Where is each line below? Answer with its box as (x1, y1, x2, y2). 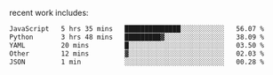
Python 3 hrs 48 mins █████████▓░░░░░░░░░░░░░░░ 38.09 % (9, 33, 265, 41)
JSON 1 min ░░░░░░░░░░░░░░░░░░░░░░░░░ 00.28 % (9, 57, 265, 66)
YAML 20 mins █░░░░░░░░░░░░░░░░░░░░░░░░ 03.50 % (9, 41, 265, 49)
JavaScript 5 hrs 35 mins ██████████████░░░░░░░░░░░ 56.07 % (9, 25, 265, 34)
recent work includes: (9, 8, 89, 18)
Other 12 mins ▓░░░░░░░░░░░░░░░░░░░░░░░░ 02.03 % (9, 49, 265, 58)
